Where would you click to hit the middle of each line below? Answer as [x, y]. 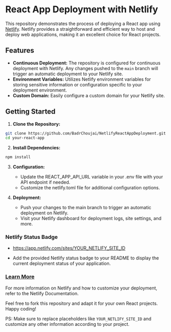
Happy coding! [21, 308]
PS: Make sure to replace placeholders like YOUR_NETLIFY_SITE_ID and [79, 319]
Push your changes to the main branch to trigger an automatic [86, 208]
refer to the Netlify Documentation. [42, 293]
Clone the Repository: [36, 124]
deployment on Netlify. [44, 213]
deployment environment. [40, 90]
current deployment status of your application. [62, 263]
